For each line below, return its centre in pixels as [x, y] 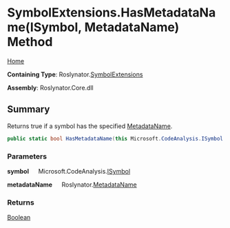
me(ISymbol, [44, 27]
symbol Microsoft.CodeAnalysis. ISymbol [69, 171]
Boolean [19, 218]
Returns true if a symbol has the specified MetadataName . [90, 126]
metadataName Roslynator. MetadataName [72, 185]
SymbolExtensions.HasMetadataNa [112, 13]
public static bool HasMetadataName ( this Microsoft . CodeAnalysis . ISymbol [115, 138]
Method [30, 42]
